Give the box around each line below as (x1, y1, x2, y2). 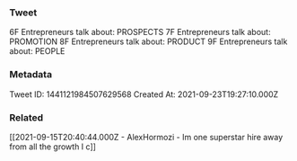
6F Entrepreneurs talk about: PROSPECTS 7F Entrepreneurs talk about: (9, 27, 271, 38)
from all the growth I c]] (9, 141, 97, 152)
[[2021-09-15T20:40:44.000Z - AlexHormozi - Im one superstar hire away (9, 131, 284, 142)
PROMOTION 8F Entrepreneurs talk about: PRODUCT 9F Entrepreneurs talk (9, 36, 288, 47)
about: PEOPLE (9, 46, 66, 57)
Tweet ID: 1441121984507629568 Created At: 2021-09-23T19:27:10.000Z (9, 88, 279, 100)
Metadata (9, 68, 52, 81)
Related (9, 111, 44, 123)
